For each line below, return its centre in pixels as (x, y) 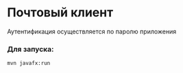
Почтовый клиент (60, 13)
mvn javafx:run (29, 63)
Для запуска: (30, 49)
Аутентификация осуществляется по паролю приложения (92, 31)
